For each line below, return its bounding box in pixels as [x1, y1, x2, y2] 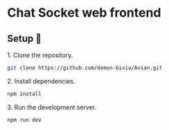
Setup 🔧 [7, 33, 42, 44]
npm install [7, 90, 42, 97]
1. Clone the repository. [7, 51, 73, 59]
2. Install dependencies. [7, 76, 75, 85]
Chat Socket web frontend [7, 5, 161, 21]
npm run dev [7, 116, 42, 123]
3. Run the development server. [7, 103, 97, 111]
